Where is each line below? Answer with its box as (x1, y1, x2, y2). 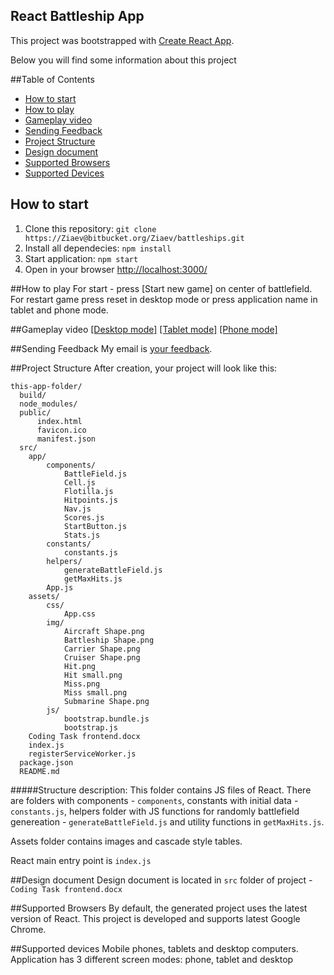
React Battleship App (10, 8, 145, 25)
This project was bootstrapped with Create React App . (10, 34, 235, 46)
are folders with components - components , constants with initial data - (10, 794, 299, 806)
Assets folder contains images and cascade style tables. (10, 835, 243, 847)
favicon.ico (36, 425, 87, 435)
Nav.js (63, 504, 92, 514)
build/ (19, 390, 47, 400)
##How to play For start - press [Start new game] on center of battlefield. (10, 282, 313, 294)
